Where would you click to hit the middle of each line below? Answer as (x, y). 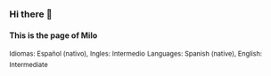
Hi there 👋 (31, 14)
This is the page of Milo (53, 35)
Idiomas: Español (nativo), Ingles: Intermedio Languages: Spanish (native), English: (136, 54)
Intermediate (29, 65)
